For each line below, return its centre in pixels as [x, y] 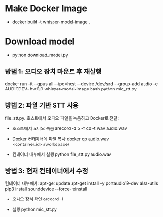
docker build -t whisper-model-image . [51, 22]
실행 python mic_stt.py [35, 209]
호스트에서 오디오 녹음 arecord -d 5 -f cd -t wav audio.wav [70, 128]
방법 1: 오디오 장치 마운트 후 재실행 [53, 72]
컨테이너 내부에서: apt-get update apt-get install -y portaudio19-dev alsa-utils [81, 183]
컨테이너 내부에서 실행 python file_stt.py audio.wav [62, 154]
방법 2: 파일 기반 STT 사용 [42, 105]
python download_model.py [40, 55]
